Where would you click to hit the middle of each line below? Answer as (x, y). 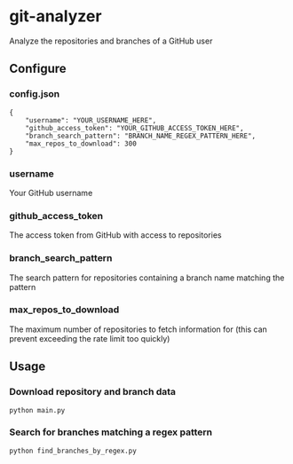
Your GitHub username (51, 193)
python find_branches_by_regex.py (73, 451)
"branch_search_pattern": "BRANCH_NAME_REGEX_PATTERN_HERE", (140, 136)
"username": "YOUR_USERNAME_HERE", (91, 120)
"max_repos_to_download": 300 (81, 144)
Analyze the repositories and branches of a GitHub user (111, 41)
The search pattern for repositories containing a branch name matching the (147, 278)
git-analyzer (55, 16)
